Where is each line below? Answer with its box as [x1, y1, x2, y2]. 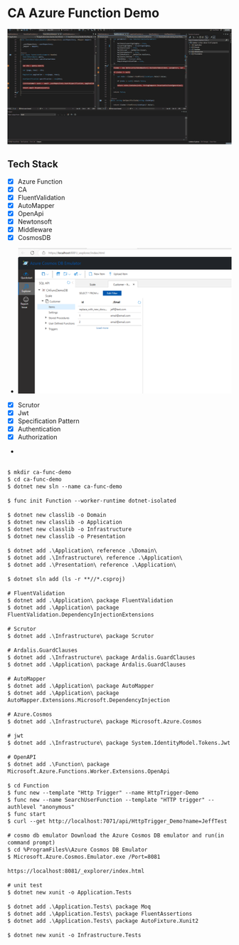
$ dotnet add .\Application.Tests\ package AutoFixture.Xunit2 [7, 917, 199, 924]
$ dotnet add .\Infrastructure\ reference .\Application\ [7, 554, 183, 561]
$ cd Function [7, 782, 50, 789]
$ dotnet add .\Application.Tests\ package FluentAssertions [7, 910, 193, 917]
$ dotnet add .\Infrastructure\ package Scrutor [7, 632, 154, 639]
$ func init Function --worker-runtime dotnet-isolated [7, 497, 176, 504]
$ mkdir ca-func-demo [7, 469, 72, 476]
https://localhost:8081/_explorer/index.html [7, 867, 144, 874]
